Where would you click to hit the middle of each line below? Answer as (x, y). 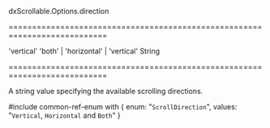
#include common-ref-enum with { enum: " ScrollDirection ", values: (123, 107)
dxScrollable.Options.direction (59, 11)
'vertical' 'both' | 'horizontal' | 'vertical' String (84, 51)
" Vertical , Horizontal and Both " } (65, 115)
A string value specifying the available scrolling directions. (106, 91)
